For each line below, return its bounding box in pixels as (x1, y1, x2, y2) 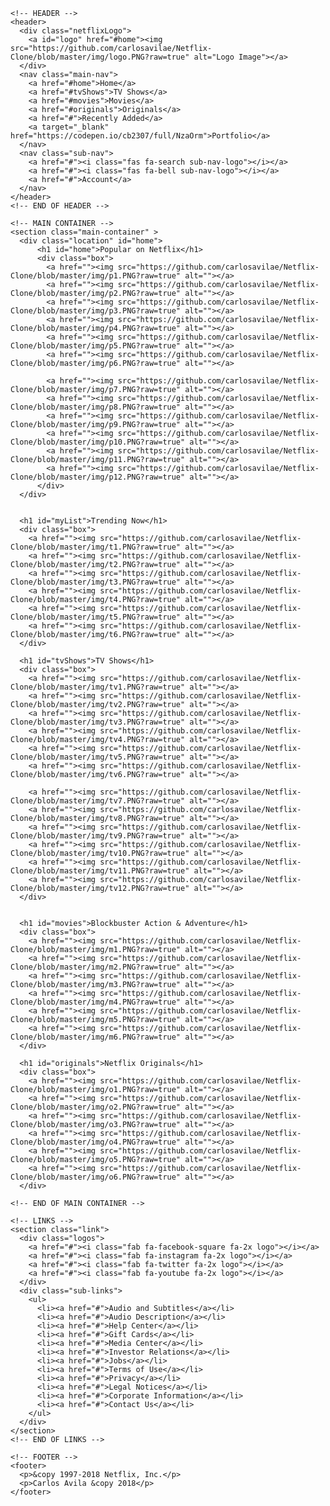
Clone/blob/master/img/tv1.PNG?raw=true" (10, 682, 186, 692)
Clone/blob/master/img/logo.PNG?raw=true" (10, 52, 190, 62)
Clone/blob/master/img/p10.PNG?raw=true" (10, 437, 186, 447)
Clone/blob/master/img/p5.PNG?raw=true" (10, 341, 182, 351)
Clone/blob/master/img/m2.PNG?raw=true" (10, 962, 182, 972)
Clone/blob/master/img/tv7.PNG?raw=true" (10, 796, 186, 806)
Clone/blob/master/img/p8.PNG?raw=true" (10, 402, 182, 412)
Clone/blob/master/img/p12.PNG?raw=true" (10, 472, 186, 482)
